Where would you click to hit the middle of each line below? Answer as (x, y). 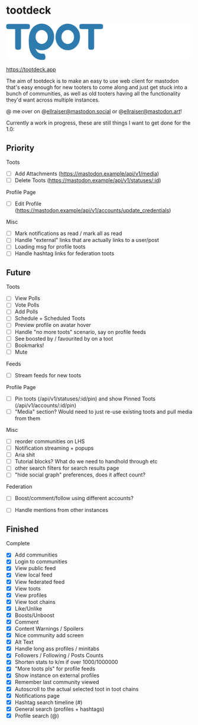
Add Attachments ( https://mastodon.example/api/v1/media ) (87, 173)
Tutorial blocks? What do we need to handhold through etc (86, 462)
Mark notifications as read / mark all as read (68, 233)
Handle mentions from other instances (61, 510)
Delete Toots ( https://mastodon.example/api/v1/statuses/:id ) (88, 180)
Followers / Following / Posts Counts (59, 656)
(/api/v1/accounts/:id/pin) (46, 405)
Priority (20, 148)
